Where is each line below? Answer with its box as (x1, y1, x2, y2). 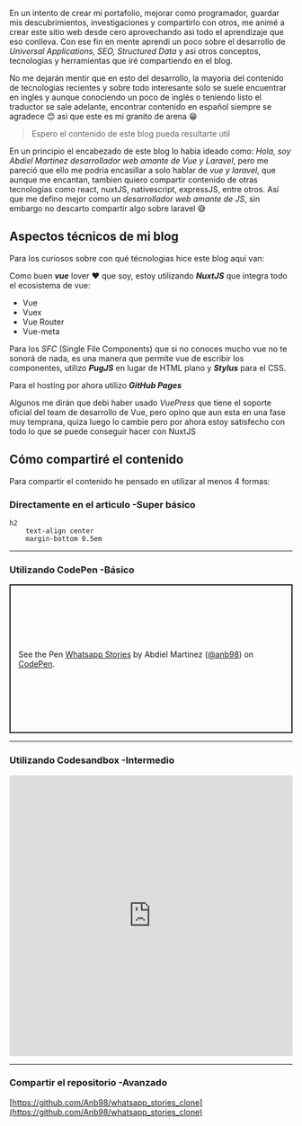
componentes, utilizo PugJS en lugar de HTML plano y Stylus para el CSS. (9, 362, 287, 373)
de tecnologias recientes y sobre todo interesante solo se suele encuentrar (9, 83, 287, 93)
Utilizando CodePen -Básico (9, 563, 135, 576)
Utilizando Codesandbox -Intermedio (9, 754, 175, 767)
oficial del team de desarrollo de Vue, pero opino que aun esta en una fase (9, 406, 286, 417)
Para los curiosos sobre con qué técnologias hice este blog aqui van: (9, 253, 265, 263)
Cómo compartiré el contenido (9, 452, 184, 467)
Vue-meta (22, 325, 60, 336)
